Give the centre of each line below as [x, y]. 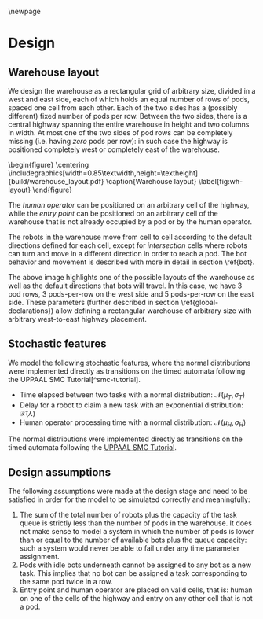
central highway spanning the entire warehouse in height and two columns [129, 124]
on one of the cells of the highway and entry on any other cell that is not [136, 599]
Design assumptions [60, 472]
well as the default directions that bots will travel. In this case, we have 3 [125, 286]
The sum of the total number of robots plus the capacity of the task [128, 515]
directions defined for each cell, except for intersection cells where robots [128, 245]
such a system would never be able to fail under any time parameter [130, 548]
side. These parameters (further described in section [94, 302]
